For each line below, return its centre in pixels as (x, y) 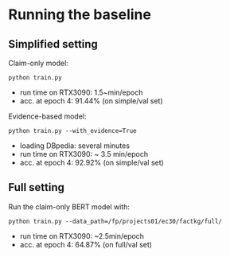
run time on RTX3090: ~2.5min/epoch (82, 236)
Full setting (37, 187)
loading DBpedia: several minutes (74, 146)
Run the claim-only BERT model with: (69, 206)
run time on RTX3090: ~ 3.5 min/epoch (84, 154)
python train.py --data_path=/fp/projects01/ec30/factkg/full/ (115, 221)
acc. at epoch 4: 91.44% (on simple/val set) (91, 101)
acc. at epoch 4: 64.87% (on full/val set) (86, 244)
